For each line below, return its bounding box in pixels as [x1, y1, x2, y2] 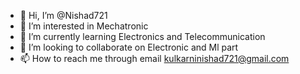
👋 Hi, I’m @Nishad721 [19, 10, 108, 21]
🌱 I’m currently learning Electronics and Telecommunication [19, 31, 266, 42]
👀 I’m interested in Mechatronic [19, 20, 149, 32]
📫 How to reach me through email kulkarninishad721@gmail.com [19, 53, 290, 64]
